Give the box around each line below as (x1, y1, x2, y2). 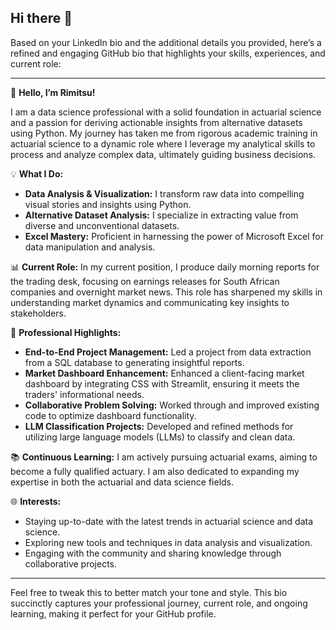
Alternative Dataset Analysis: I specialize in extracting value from (24, 209, 299, 221)
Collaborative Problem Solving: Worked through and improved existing (24, 399, 320, 411)
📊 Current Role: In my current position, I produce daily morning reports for (10, 261, 320, 273)
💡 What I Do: (10, 167, 64, 180)
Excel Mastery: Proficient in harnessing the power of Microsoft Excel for (24, 230, 324, 242)
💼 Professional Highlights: (10, 326, 122, 338)
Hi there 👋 (10, 10, 73, 27)
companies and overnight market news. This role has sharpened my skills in (10, 286, 323, 298)
